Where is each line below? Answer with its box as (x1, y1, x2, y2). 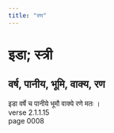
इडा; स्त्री (8, 45, 53, 63)
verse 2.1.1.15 (8, 108, 50, 117)
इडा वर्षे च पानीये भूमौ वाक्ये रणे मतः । (8, 98, 101, 108)
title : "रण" (8, 11, 47, 20)
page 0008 (8, 116, 45, 125)
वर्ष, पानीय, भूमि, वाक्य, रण (8, 78, 105, 91)
